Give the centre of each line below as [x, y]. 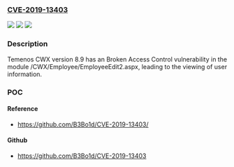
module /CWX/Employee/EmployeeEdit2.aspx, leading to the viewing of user [117, 66]
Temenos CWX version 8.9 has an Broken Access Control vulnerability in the [117, 59]
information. [25, 74]
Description [28, 44]
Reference [23, 109]
